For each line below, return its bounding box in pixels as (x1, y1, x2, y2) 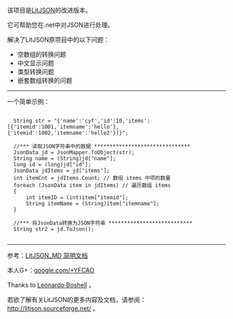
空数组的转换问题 (17, 51, 67, 58)
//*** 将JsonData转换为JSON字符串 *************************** (13, 220, 193, 227)
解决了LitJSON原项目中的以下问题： (7, 35, 110, 44)
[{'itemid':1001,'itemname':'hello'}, (7, 123, 119, 130)
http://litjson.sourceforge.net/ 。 (7, 304, 99, 312)
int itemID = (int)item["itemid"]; (25, 194, 129, 201)
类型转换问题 (17, 68, 54, 76)
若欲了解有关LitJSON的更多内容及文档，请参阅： (7, 295, 147, 304)
